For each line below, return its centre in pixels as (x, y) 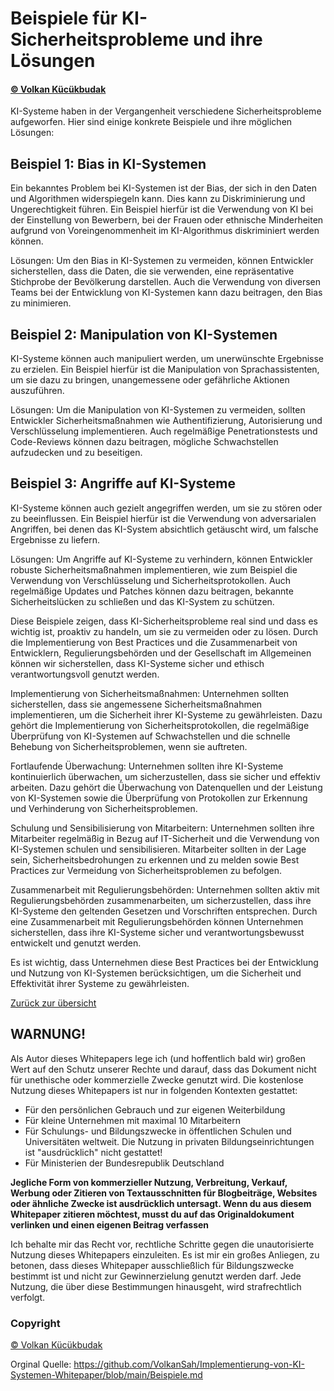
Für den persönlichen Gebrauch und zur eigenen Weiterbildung (155, 1109)
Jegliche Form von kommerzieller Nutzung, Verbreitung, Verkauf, (149, 1182)
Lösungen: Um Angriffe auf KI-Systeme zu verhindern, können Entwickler (161, 559)
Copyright (35, 1323)
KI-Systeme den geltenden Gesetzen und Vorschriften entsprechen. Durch (164, 911)
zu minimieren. (41, 303)
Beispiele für (64, 18)
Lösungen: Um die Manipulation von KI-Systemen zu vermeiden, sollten (158, 410)
